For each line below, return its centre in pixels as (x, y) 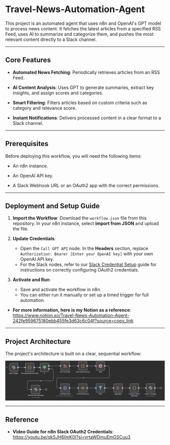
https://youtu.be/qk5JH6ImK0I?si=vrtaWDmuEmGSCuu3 (71, 437)
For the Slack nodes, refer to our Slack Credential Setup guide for (88, 264)
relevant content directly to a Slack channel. (51, 39)
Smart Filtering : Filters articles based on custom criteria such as (80, 103)
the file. (20, 229)
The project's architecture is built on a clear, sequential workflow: (73, 354)
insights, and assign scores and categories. (58, 93)
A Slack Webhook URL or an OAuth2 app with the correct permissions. (86, 185)
